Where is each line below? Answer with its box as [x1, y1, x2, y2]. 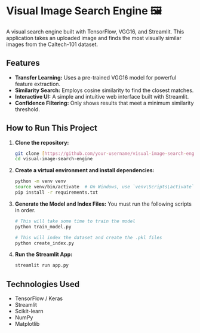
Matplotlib [14, 320, 40, 328]
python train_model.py [14, 224, 72, 230]
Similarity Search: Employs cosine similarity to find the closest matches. [14, 87, 194, 94]
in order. [14, 206, 36, 213]
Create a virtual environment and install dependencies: [14, 167, 155, 174]
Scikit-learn [14, 308, 44, 315]
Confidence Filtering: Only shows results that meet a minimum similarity [14, 99, 194, 106]
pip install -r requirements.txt [14, 190, 99, 195]
